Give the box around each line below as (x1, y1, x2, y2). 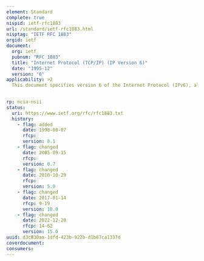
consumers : (6, 245, 34, 252)
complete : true (6, 15, 45, 21)
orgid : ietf (6, 37, 36, 43)
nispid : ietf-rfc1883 (6, 20, 61, 26)
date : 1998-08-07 (22, 127, 67, 134)
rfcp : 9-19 (22, 200, 50, 206)
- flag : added (17, 121, 53, 127)
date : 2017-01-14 (22, 195, 67, 201)
